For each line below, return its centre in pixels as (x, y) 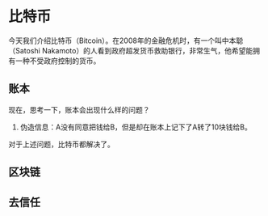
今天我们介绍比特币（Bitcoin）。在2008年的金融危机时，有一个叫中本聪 (126, 40)
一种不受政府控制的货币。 (58, 61)
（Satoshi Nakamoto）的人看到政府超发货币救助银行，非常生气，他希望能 (131, 50)
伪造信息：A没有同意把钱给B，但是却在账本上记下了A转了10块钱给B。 (136, 127)
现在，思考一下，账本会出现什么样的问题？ (79, 109)
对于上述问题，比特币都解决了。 (61, 144)
